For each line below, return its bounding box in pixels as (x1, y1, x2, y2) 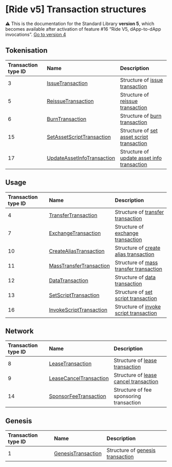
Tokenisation (5, 46, 48, 55)
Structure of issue (120, 76, 163, 83)
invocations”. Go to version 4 (5, 31, 67, 37)
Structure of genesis (106, 447, 156, 454)
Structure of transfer (115, 208, 164, 215)
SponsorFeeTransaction (49, 393, 106, 400)
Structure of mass (115, 259, 158, 266)
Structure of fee (113, 386, 152, 393)
